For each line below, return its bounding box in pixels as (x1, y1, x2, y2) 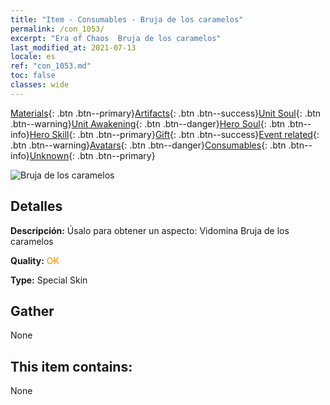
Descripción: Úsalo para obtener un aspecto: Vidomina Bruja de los (10, 224, 290, 236)
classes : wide (10, 80, 70, 90)
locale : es (10, 52, 56, 62)
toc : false (10, 71, 56, 81)
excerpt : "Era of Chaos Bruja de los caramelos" (10, 33, 222, 43)
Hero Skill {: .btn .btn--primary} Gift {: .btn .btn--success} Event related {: (29, 128, 320, 140)
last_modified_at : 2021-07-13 (10, 42, 137, 53)
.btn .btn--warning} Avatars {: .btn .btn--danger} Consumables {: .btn (10, 139, 287, 151)
